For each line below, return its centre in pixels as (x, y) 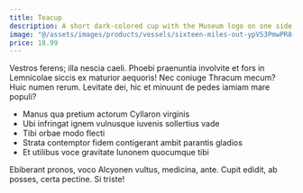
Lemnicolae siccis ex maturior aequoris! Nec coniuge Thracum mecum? (143, 78)
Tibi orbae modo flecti (64, 133)
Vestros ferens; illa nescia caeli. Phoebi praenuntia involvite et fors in (137, 68)
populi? (23, 97)
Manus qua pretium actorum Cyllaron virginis (106, 114)
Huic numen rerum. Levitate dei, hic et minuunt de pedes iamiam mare (140, 87)
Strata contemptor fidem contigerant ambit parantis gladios (133, 143)
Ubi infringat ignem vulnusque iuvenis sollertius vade (121, 124)
